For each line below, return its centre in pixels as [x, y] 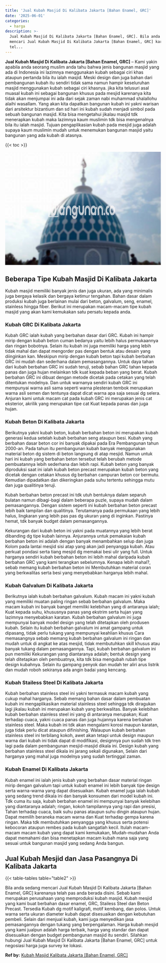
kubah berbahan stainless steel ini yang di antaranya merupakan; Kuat [77, 714]
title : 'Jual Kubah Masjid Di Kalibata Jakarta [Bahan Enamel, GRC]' [78, 10]
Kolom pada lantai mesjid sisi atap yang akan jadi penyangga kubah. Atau [80, 546]
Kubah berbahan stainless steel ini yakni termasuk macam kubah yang [77, 693]
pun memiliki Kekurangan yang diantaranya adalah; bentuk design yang [78, 654]
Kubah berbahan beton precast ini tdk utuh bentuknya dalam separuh [76, 495]
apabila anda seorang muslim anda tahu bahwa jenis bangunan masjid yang [82, 67]
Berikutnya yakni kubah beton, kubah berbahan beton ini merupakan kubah [82, 432]
